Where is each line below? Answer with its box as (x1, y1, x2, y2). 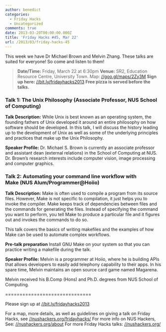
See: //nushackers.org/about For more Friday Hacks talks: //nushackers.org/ (5, 321, 161, 327)
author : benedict (5, 7, 41, 12)
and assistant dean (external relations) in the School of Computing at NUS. (5, 150, 158, 156)
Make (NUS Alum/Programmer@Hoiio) (5, 179, 100, 186)
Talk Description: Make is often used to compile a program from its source (5, 190, 158, 196)
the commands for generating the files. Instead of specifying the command (5, 206, 159, 212)
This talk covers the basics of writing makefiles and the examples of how (5, 227, 154, 233)
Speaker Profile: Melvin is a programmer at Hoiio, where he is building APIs (5, 256, 160, 262)
